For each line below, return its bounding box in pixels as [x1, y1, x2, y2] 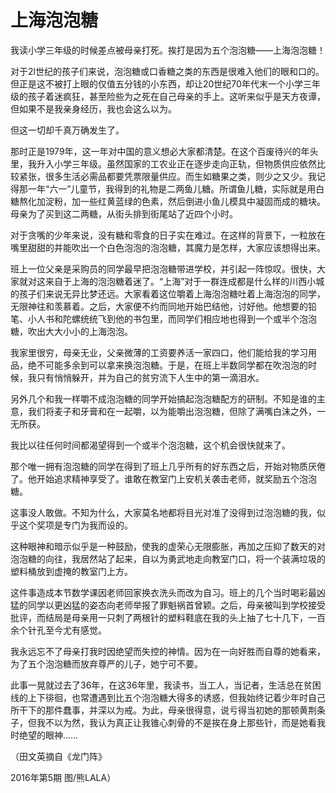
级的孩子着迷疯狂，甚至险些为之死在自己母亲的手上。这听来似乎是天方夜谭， [10, 90, 326, 102]
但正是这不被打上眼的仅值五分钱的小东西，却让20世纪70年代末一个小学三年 [10, 77, 321, 90]
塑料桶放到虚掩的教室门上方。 [10, 565, 133, 577]
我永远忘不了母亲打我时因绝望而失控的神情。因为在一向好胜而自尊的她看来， [10, 645, 326, 657]
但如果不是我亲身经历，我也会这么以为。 [10, 102, 177, 115]
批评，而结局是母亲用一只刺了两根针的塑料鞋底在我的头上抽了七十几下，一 [10, 611, 317, 623]
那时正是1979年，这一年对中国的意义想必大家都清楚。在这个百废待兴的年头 [10, 145, 319, 157]
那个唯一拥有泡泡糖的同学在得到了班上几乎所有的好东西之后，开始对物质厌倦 [10, 460, 326, 472]
